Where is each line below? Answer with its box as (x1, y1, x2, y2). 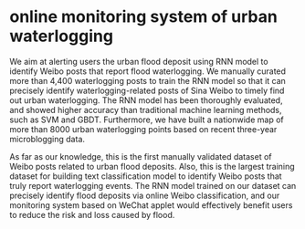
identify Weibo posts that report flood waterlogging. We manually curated (9, 66, 286, 77)
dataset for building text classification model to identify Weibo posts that (9, 171, 282, 182)
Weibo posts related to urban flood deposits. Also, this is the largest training (9, 161, 295, 172)
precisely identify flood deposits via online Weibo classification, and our (9, 190, 280, 201)
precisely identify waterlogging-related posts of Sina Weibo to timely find (9, 85, 285, 96)
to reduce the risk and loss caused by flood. (9, 209, 175, 220)
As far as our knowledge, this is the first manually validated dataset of (9, 151, 272, 161)
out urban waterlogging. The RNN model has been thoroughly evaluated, (9, 94, 283, 106)
